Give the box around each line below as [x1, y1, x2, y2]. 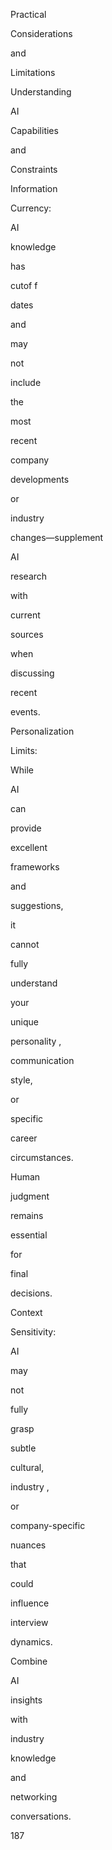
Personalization [10, 725, 75, 737]
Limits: [10, 745, 38, 756]
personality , [10, 1035, 62, 1047]
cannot [10, 939, 40, 950]
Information [10, 183, 58, 194]
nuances [10, 1539, 47, 1551]
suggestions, [10, 900, 64, 911]
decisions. [10, 1287, 53, 1299]
